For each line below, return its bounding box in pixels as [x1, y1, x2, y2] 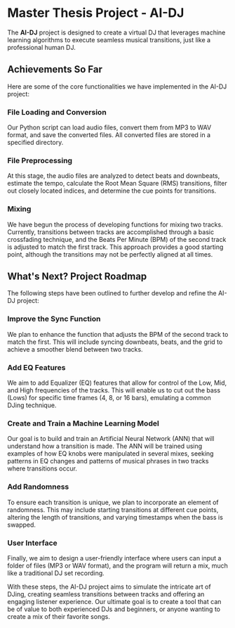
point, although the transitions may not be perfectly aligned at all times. [7, 250, 213, 258]
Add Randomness [7, 482, 69, 492]
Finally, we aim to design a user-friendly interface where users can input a [7, 553, 222, 562]
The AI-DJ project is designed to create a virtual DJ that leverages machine [7, 28, 226, 37]
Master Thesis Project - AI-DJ [7, 5, 184, 21]
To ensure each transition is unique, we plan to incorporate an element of [7, 498, 219, 506]
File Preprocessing [7, 155, 72, 165]
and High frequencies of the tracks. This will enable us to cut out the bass [7, 386, 221, 395]
